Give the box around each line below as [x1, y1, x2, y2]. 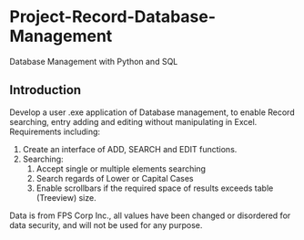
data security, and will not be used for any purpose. [9, 219, 203, 230]
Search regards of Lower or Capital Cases [35, 172, 194, 183]
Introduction [9, 82, 82, 98]
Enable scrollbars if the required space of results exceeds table [35, 183, 274, 193]
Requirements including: [9, 126, 101, 137]
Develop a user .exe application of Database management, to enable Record [9, 107, 295, 118]
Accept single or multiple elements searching [35, 162, 207, 174]
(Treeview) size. [35, 192, 97, 203]
